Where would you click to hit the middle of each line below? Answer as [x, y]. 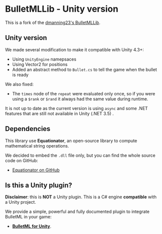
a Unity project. [21, 202]
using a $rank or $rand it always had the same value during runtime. [80, 99]
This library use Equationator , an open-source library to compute [71, 141]
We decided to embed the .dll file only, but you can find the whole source [80, 155]
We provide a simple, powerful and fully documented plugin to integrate [77, 212]
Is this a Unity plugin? [39, 185]
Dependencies [28, 129]
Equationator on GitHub [36, 170]
